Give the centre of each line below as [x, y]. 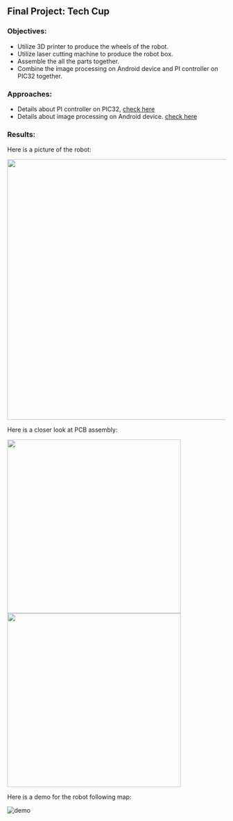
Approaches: [29, 94]
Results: [21, 134]
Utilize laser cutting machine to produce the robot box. [95, 54]
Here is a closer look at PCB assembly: [62, 430]
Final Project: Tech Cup [58, 11]
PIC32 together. [40, 76]
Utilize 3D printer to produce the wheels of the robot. [93, 46]
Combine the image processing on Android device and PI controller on [118, 68]
